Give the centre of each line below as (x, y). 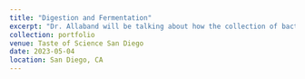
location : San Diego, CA (56, 60)
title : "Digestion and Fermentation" (81, 18)
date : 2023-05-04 (42, 52)
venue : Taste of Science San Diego (77, 43)
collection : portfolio (52, 35)
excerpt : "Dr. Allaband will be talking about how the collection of (144, 26)
